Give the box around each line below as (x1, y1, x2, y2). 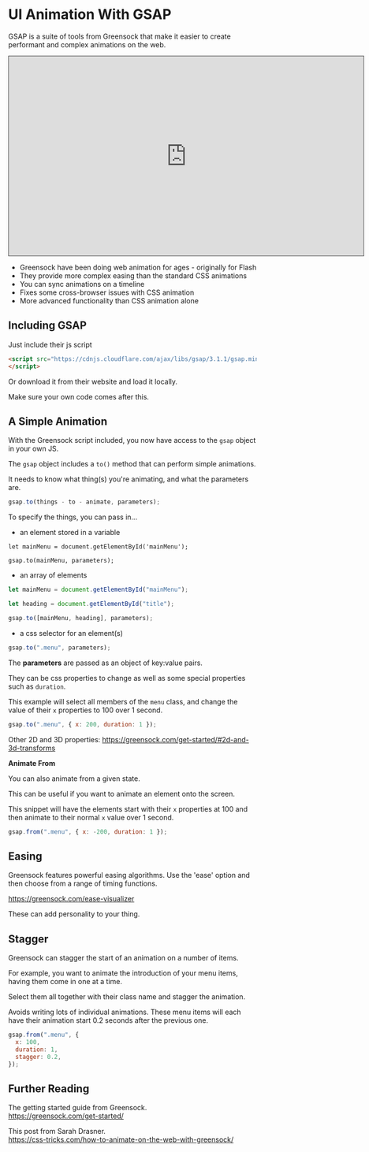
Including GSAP (8, 319, 87, 333)
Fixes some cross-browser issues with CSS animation (19, 288, 195, 297)
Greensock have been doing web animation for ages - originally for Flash (19, 262, 257, 272)
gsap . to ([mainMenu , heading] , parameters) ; (8, 614, 154, 622)
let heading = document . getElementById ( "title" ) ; (8, 600, 175, 608)
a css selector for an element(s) (19, 628, 124, 637)
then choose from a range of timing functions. (8, 879, 158, 888)
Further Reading (8, 1082, 90, 1095)
